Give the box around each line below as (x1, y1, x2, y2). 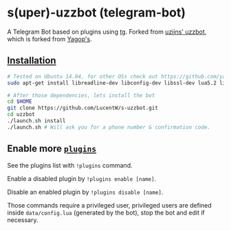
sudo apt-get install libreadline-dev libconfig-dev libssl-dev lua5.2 (7, 79, 217, 87)
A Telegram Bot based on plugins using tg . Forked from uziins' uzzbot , (7, 27, 207, 36)
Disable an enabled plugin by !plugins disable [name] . (7, 188, 164, 196)
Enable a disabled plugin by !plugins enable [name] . (7, 174, 157, 183)
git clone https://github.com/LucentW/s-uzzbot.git (7, 104, 158, 111)
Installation (7, 55, 56, 67)
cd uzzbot (7, 111, 36, 118)
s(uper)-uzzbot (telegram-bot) (7, 5, 186, 21)
